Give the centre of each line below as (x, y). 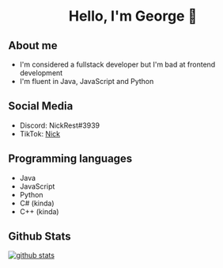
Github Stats (40, 237)
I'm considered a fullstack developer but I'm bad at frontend (117, 64)
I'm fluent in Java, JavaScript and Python (87, 81)
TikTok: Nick (40, 133)
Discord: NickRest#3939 (60, 125)
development (41, 73)
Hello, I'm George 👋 (133, 16)
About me (33, 46)
